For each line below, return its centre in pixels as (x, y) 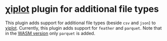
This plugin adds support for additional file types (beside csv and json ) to (80, 23)
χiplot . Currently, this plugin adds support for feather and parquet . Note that (83, 28)
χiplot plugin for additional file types (82, 9)
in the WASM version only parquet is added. (50, 33)
